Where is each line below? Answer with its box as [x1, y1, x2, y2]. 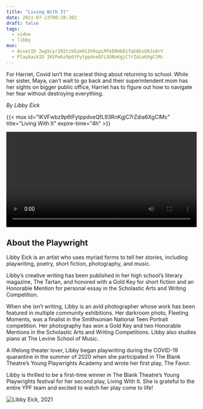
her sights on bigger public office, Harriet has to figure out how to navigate [6, 83, 193, 91]
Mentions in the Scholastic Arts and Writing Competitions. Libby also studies [6, 329, 196, 336]
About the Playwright [6, 238, 88, 248]
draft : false [6, 20, 39, 26]
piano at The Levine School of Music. [6, 335, 99, 342]
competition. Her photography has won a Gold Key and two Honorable [6, 322, 181, 330]
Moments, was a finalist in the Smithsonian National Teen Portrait [6, 316, 169, 323]
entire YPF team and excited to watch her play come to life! [6, 384, 153, 391]
